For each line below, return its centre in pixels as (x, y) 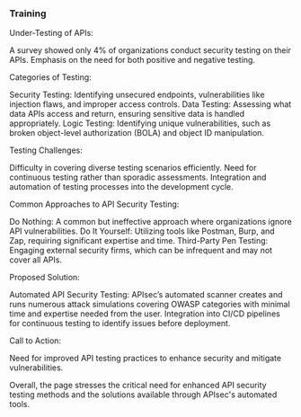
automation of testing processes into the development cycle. (121, 187)
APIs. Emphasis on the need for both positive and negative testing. (133, 60)
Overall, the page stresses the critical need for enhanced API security (138, 386)
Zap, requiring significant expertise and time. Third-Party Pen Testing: (139, 241)
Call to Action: (35, 341)
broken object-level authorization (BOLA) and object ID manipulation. (137, 133)
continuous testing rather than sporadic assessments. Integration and (138, 177)
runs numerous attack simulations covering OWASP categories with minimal (150, 305)
